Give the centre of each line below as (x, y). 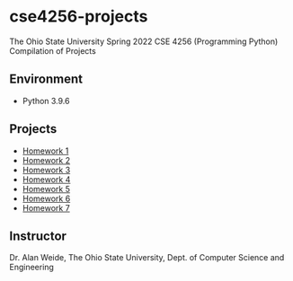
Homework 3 (46, 170)
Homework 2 (46, 160)
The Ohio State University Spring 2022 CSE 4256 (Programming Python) (144, 41)
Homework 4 (46, 179)
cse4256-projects (79, 17)
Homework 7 (46, 207)
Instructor (38, 236)
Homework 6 (46, 198)
